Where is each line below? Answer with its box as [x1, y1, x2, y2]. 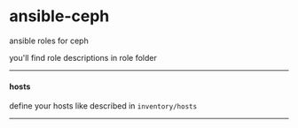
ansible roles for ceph [9, 35, 89, 46]
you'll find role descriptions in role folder [9, 52, 157, 63]
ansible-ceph [9, 6, 110, 26]
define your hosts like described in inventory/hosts [9, 101, 198, 111]
